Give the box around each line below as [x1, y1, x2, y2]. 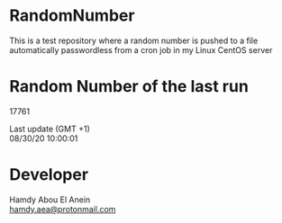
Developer [9, 165, 88, 185]
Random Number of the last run [9, 76, 250, 97]
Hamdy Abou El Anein [9, 194, 91, 205]
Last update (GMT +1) [9, 123, 90, 134]
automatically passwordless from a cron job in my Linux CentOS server [9, 44, 273, 55]
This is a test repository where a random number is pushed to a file [9, 35, 259, 46]
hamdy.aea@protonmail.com [9, 203, 116, 214]
